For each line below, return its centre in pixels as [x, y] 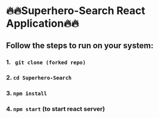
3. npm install [27, 93]
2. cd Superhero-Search [39, 78]
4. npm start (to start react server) [56, 109]
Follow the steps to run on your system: [80, 45]
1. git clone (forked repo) [46, 62]
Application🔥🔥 [43, 24]
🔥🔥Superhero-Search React [76, 11]
